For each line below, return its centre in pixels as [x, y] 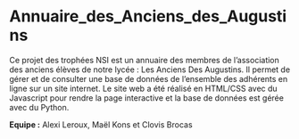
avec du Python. [39, 107]
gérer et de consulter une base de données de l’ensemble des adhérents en [149, 78]
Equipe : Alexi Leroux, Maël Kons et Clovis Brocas [101, 124]
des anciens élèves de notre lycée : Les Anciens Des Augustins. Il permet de [150, 69]
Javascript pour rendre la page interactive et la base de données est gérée [146, 98]
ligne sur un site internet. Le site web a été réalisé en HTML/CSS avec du [144, 88]
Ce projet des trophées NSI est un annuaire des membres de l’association [144, 60]
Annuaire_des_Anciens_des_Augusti [148, 16]
